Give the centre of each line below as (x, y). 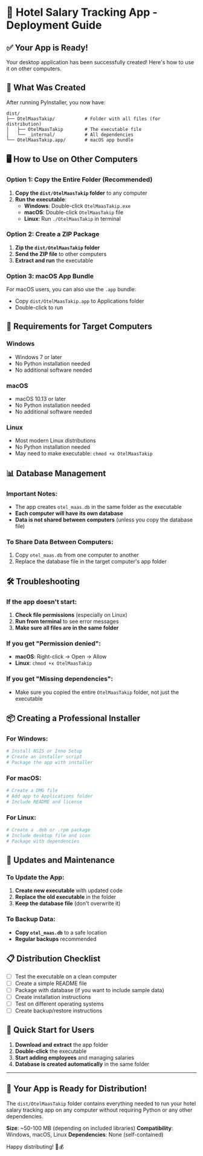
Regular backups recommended (56, 939)
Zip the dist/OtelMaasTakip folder (57, 247)
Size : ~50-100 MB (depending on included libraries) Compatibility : (90, 1128)
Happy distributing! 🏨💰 (35, 1146)
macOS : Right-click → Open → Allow (61, 657)
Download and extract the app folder (62, 1044)
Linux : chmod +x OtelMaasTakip (53, 663)
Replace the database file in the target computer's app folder (91, 562)
